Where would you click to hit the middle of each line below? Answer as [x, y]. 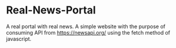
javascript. [19, 39]
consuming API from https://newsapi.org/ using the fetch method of [88, 32]
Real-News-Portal [51, 10]
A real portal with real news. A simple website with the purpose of [86, 26]
